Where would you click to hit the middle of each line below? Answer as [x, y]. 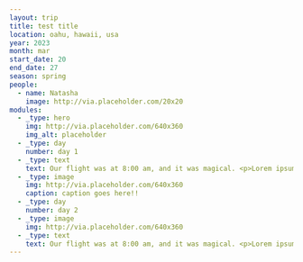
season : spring [38, 77]
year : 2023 [30, 43]
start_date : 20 [38, 59]
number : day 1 [52, 151]
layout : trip [34, 18]
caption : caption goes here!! [83, 194]
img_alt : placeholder [66, 135]
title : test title [44, 26]
